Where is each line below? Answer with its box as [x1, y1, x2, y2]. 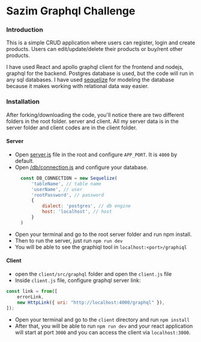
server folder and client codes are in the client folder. [6, 124, 137, 131]
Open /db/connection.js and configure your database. [14, 164, 148, 171]
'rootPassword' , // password [31, 192, 104, 198]
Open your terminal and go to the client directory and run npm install [14, 316, 190, 323]
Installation [6, 98, 40, 106]
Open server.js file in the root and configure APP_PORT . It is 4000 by [14, 151, 178, 158]
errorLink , [17, 293, 44, 300]
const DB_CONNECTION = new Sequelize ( [20, 175, 118, 181]
